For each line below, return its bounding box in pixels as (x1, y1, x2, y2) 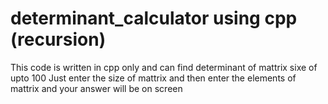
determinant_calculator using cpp (10, 7, 298, 30)
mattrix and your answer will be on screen (10, 82, 183, 94)
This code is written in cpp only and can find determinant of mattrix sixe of (10, 61, 318, 73)
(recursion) (10, 28, 107, 51)
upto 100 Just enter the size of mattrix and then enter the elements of (10, 72, 297, 84)
